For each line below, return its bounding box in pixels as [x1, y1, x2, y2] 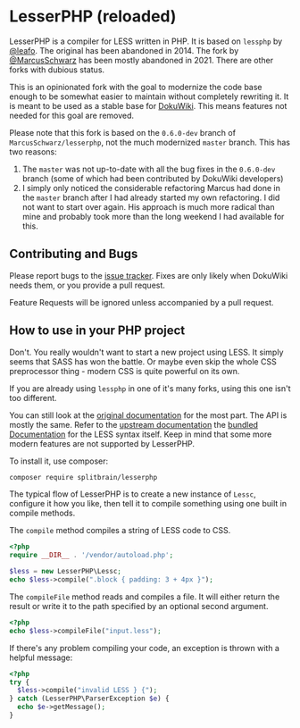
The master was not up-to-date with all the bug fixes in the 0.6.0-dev [21, 163, 276, 174]
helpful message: [9, 652, 73, 663]
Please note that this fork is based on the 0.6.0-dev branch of [9, 127, 237, 138]
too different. [9, 392, 57, 403]
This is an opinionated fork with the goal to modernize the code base [9, 81, 262, 92]
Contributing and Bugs [9, 247, 138, 262]
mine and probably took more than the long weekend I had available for [21, 211, 285, 222]
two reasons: [9, 146, 57, 157]
